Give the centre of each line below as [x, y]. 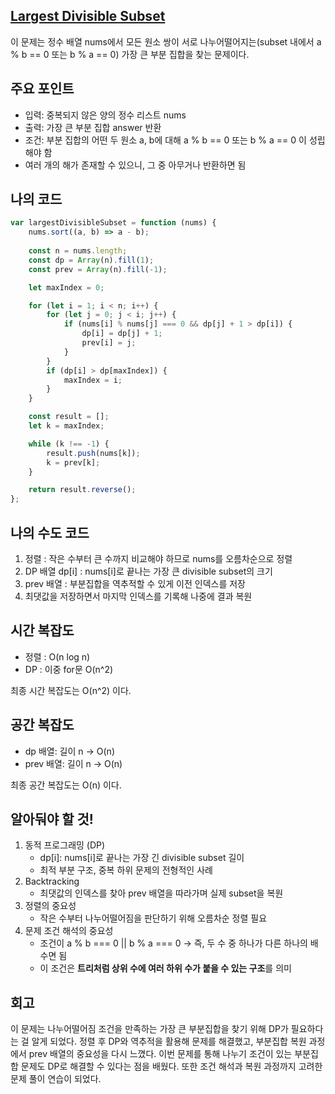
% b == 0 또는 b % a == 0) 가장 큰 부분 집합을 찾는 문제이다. [130, 54]
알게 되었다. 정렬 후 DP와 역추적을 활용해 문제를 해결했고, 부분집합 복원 [169, 1041]
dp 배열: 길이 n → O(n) [70, 751]
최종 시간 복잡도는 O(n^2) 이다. [71, 690]
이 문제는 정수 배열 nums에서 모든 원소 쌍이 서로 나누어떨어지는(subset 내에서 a [166, 41]
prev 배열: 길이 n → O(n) [73, 763]
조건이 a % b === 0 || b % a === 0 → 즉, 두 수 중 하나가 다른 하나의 [173, 943]
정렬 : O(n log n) [57, 656]
